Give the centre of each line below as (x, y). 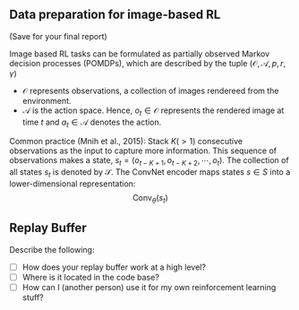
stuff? (33, 297)
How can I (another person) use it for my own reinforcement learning (149, 287)
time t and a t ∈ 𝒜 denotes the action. (92, 123)
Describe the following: (52, 249)
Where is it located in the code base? (90, 277)
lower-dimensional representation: (73, 184)
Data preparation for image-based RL (115, 15)
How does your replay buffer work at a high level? (114, 267)
